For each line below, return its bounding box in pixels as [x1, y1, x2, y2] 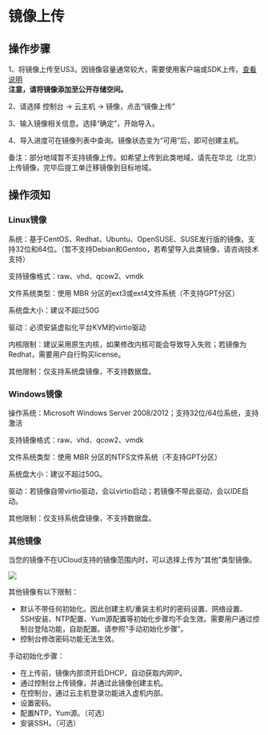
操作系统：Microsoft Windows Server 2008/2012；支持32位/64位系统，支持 [8, 408, 259, 418]
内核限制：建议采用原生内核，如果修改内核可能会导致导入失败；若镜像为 [8, 339, 246, 349]
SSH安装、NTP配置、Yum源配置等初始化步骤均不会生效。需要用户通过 [19, 614, 254, 624]
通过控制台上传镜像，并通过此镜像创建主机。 [19, 678, 168, 688]
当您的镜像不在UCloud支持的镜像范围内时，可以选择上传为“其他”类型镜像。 [8, 555, 257, 565]
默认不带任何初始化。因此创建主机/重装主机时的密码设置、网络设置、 [19, 604, 247, 614]
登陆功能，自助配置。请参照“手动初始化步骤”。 [34, 624, 188, 634]
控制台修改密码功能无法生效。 [19, 634, 118, 644]
